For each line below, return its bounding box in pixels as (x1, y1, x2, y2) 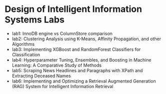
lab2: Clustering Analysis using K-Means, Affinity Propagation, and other (11, 36, 161, 42)
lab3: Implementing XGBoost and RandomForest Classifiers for (11, 46, 141, 52)
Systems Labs (4, 14, 64, 25)
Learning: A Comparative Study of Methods (11, 62, 102, 68)
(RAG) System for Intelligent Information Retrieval (11, 83, 113, 89)
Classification (11, 51, 40, 58)
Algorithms (11, 41, 35, 47)
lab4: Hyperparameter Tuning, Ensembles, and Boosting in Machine (11, 57, 151, 63)
